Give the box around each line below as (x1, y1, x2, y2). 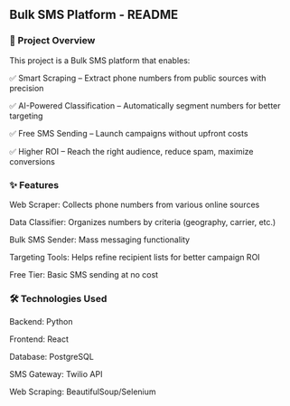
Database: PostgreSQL (9, 352, 95, 363)
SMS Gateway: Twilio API (9, 369, 103, 380)
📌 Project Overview (9, 34, 96, 47)
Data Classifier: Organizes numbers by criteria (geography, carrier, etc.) (9, 216, 276, 227)
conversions (9, 156, 56, 166)
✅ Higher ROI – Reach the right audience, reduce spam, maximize (9, 146, 254, 156)
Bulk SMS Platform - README (9, 7, 179, 23)
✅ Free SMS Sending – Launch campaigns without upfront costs (9, 127, 248, 138)
